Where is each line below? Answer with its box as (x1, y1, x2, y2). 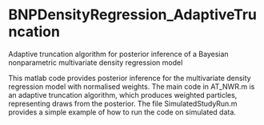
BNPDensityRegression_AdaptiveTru (8, 6, 258, 24)
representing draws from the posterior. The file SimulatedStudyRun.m (8, 99, 238, 108)
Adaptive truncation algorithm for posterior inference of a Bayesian (8, 49, 230, 58)
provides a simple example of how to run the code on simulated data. (8, 107, 236, 117)
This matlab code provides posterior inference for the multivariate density (8, 73, 251, 83)
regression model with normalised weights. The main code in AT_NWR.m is (8, 82, 255, 91)
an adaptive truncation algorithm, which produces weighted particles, (8, 90, 238, 99)
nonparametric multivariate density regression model (8, 58, 183, 67)
